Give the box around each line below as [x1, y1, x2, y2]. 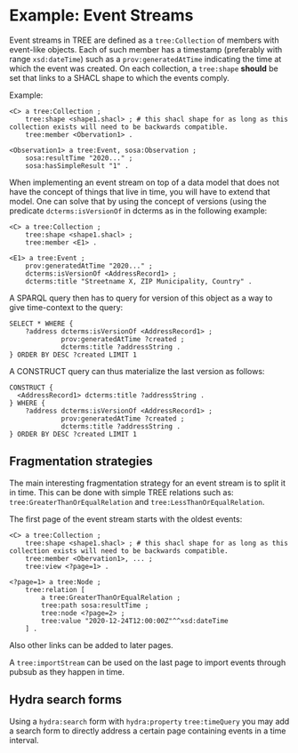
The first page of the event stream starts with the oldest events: [9, 513, 243, 525]
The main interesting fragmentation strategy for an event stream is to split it [9, 477, 286, 488]
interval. [9, 734, 39, 745]
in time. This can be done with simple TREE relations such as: [9, 486, 234, 498]
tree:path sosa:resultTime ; [41, 601, 149, 610]
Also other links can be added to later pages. [9, 639, 173, 650]
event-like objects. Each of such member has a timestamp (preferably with [9, 44, 283, 54]
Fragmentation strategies [9, 454, 153, 469]
